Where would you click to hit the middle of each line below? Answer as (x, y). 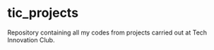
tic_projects (43, 13)
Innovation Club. (31, 39)
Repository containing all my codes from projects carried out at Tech (107, 32)
